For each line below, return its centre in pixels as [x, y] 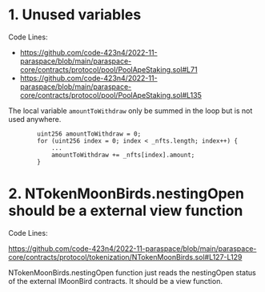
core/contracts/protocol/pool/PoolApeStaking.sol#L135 [111, 95]
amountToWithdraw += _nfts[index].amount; [123, 155]
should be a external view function [126, 211]
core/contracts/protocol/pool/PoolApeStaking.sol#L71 [108, 69]
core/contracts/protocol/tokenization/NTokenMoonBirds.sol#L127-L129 [125, 257]
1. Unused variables [75, 15]
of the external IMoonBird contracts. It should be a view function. [115, 281]
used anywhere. [35, 119]
